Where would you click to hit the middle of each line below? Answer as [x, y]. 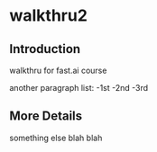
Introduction [45, 49]
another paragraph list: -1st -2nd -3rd [79, 88]
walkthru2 [49, 16]
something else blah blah [56, 138]
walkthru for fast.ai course [58, 70]
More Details [46, 116]
